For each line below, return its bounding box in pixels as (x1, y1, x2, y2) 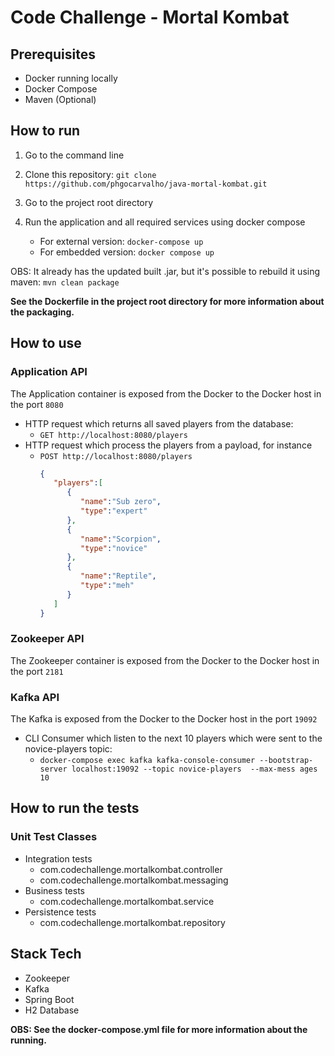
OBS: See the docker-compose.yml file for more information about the (10, 1023, 308, 1035)
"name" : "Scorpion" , (80, 534, 162, 544)
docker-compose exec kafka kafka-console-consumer (39, 756, 256, 766)
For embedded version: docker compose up (39, 246, 215, 258)
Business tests (24, 884, 85, 896)
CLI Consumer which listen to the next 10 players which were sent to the (24, 732, 323, 745)
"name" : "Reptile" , (80, 571, 157, 581)
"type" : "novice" (80, 543, 148, 553)
